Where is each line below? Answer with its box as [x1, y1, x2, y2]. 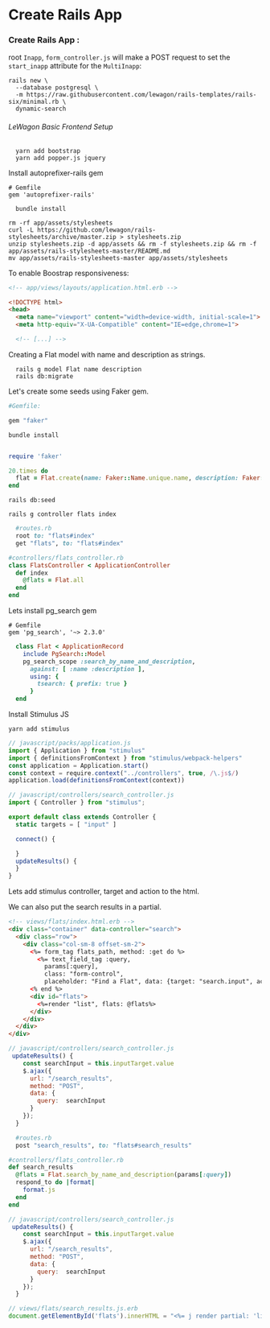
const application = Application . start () [8, 761, 149, 769]
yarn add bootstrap [15, 146, 81, 155]
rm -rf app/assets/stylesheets [8, 219, 113, 227]
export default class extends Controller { [8, 813, 157, 822]
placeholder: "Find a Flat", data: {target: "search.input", [43, 978, 253, 986]
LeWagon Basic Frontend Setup [8, 122, 113, 132]
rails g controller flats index [8, 510, 117, 518]
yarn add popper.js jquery [15, 154, 106, 162]
